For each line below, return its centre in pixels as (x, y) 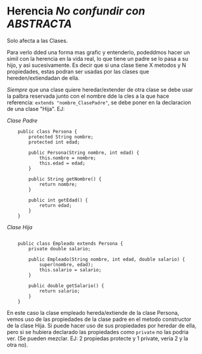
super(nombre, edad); (66, 264)
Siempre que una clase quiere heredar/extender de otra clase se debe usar (100, 89)
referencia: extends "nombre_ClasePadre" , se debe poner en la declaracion (99, 102)
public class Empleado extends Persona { (70, 243)
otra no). (17, 344)
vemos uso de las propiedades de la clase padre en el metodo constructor (99, 319)
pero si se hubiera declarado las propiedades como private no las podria (98, 332)
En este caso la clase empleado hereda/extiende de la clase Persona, (93, 312)
